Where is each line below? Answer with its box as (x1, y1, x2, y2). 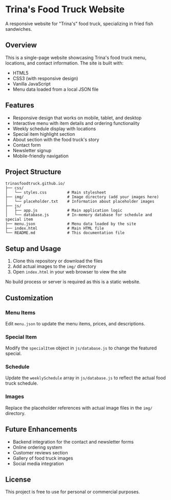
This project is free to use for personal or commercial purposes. (5, 489, 140, 495)
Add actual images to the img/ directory (12, 263, 96, 269)
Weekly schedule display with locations (12, 126, 96, 132)
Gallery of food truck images (12, 455, 73, 461)
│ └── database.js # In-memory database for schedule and (5, 213, 153, 218)
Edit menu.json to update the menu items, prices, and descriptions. (5, 320, 145, 326)
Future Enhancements (5, 425, 78, 434)
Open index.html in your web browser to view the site (12, 269, 126, 275)
